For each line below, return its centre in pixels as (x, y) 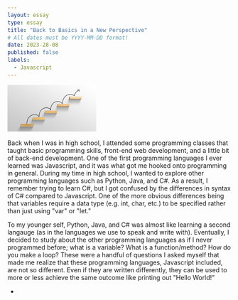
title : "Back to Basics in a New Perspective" (77, 30)
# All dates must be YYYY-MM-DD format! (68, 38)
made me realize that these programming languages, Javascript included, (115, 262)
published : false (33, 53)
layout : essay (28, 15)
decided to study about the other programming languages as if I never (110, 240)
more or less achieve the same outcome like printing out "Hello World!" (111, 277)
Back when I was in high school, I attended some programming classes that (118, 143)
